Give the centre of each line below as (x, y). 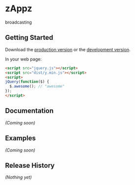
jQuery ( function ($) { (27, 82)
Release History (30, 165)
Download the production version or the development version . (68, 49)
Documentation (29, 111)
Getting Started (29, 38)
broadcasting (18, 22)
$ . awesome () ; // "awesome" (37, 87)
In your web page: (23, 59)
